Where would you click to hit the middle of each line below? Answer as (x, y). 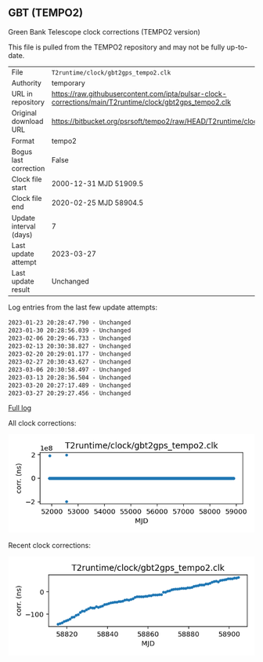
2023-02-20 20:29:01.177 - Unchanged (70, 354)
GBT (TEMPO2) (46, 13)
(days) (22, 234)
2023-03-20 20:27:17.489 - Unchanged (70, 385)
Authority (26, 82)
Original (24, 113)
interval (23, 226)
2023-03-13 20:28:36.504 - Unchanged (70, 377)
